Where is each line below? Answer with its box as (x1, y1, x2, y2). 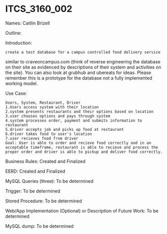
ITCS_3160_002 (5, 3, 73, 15)
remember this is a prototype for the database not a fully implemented (5, 75, 153, 81)
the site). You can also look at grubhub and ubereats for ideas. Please (5, 69, 151, 76)
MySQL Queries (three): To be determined (5, 178, 94, 184)
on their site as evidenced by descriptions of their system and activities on (5, 64, 161, 70)
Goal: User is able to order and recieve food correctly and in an (5, 140, 152, 146)
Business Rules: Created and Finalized (5, 158, 86, 164)
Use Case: (5, 90, 27, 96)
